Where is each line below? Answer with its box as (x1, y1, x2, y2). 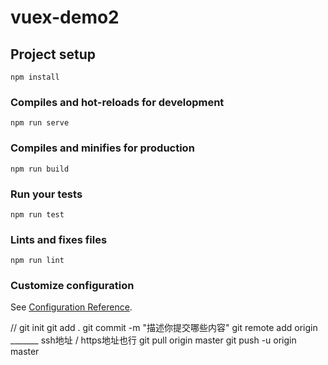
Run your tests (10, 187, 83, 201)
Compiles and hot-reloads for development (10, 95, 225, 109)
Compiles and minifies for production (10, 141, 195, 155)
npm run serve (10, 118, 70, 128)
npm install (10, 72, 60, 82)
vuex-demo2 (10, 6, 120, 29)
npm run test (10, 209, 65, 220)
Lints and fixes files (10, 232, 108, 246)
